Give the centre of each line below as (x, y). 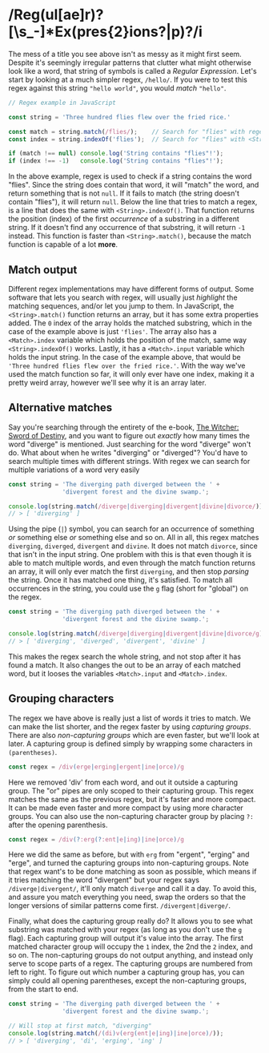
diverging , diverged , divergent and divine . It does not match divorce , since (133, 546)
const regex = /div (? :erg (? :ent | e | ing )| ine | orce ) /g (96, 839)
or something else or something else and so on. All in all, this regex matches (134, 538)
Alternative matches (60, 407)
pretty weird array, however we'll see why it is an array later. (107, 383)
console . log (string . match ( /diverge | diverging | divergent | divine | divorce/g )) (137, 634)
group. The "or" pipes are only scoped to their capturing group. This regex (131, 790)
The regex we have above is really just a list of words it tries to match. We (130, 718)
